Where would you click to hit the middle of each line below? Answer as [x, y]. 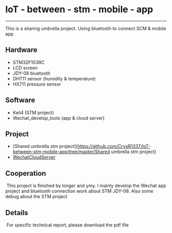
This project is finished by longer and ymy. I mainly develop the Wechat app [86, 186]
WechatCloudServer [34, 157]
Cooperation [26, 173]
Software [20, 100]
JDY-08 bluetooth [31, 73]
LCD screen [25, 68]
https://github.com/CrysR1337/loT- [114, 146]
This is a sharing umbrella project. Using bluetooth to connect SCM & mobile [86, 28]
